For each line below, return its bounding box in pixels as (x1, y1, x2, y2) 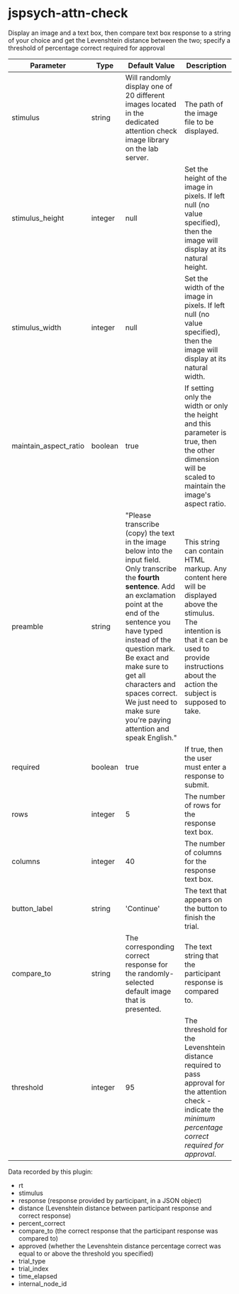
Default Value (128, 61, 175, 70)
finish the (184, 912, 216, 922)
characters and (125, 679, 176, 689)
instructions (184, 661, 224, 671)
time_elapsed (18, 1272, 57, 1280)
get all (125, 670, 146, 680)
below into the (125, 546, 173, 556)
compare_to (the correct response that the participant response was (18, 1226, 218, 1235)
